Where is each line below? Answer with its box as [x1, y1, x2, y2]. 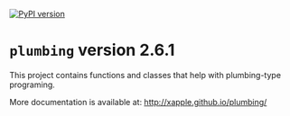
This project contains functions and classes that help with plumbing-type [9, 69, 282, 80]
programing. [9, 79, 56, 90]
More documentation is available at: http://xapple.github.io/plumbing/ [9, 96, 267, 107]
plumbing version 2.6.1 [9, 40, 175, 60]
